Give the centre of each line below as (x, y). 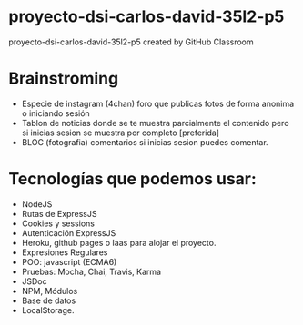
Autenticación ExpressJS (69, 232)
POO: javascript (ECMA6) (69, 261)
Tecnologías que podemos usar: (132, 179)
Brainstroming (64, 79)
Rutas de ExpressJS (59, 213)
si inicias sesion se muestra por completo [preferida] (121, 133)
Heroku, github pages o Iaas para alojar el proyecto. (119, 242)
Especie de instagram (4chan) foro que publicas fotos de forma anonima (158, 103)
